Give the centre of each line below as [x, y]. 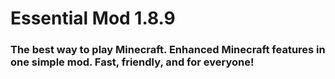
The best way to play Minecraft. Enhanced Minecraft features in [168, 50]
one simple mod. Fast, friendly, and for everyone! [132, 62]
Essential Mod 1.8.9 [93, 18]
